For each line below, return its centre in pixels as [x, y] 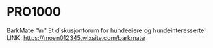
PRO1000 [34, 12]
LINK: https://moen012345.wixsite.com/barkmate [76, 37]
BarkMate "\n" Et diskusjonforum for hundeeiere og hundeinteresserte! [106, 30]
